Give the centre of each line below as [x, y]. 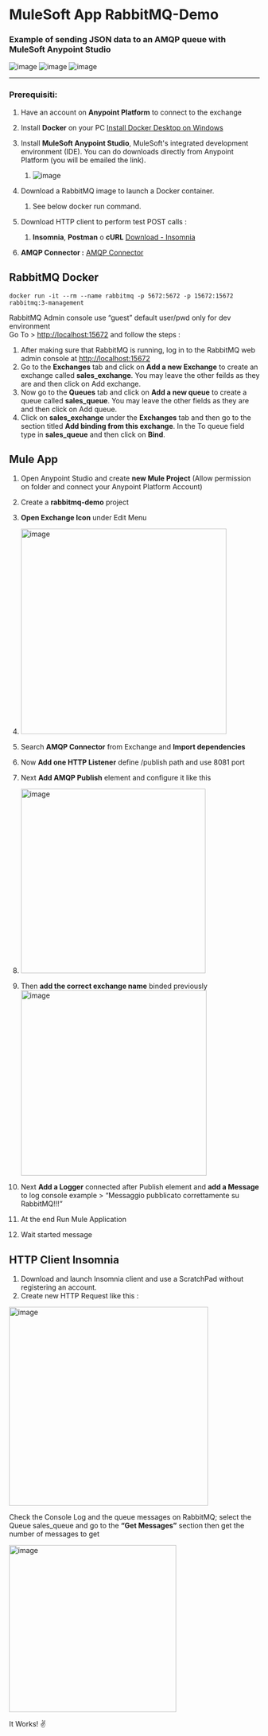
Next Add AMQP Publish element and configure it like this [116, 778]
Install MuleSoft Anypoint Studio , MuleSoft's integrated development [134, 143]
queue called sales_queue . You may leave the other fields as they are [135, 400]
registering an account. [59, 1287]
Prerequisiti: [33, 95]
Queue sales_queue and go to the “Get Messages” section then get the [127, 1526]
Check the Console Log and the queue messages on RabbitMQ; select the [130, 1517]
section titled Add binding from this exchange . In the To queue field [132, 426]
